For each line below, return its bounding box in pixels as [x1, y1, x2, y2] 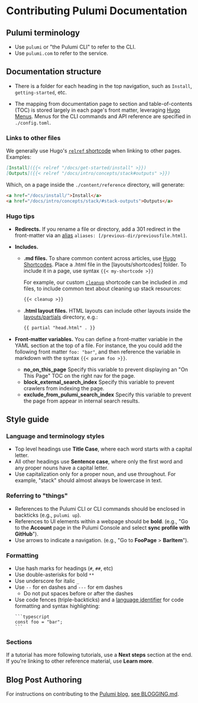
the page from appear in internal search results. [23, 397, 140, 404]
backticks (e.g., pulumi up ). [14, 511, 82, 519]
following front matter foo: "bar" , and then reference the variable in [14, 348, 181, 355]
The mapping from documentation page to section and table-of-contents [14, 100, 193, 107]
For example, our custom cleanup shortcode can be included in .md [23, 278, 188, 286]
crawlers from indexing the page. [23, 384, 105, 391]
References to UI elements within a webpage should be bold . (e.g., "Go [14, 517, 189, 524]
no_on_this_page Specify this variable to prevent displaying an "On [23, 365, 188, 373]
